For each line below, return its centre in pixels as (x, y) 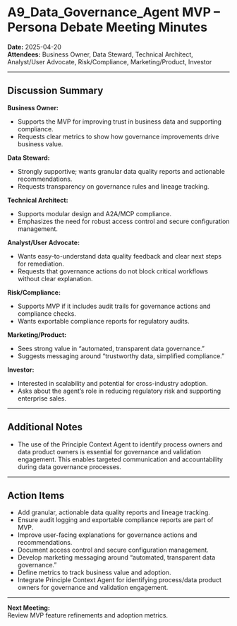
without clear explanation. (55, 278)
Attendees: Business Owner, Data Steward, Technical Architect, (100, 54)
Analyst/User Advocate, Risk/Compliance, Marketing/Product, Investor (110, 61)
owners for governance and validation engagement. (93, 588)
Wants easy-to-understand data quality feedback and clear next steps (120, 256)
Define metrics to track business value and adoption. (94, 572)
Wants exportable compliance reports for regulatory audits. (103, 321)
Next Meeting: (29, 608)
